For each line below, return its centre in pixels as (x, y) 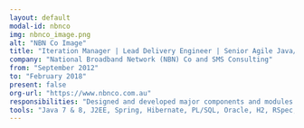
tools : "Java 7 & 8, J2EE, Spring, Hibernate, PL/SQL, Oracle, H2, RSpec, (153, 110)
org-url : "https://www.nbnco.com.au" (81, 93)
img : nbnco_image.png (50, 34)
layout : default (40, 18)
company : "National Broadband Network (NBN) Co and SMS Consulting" (141, 59)
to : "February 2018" (48, 77)
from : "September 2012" (54, 69)
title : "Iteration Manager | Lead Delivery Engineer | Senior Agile (141, 51)
